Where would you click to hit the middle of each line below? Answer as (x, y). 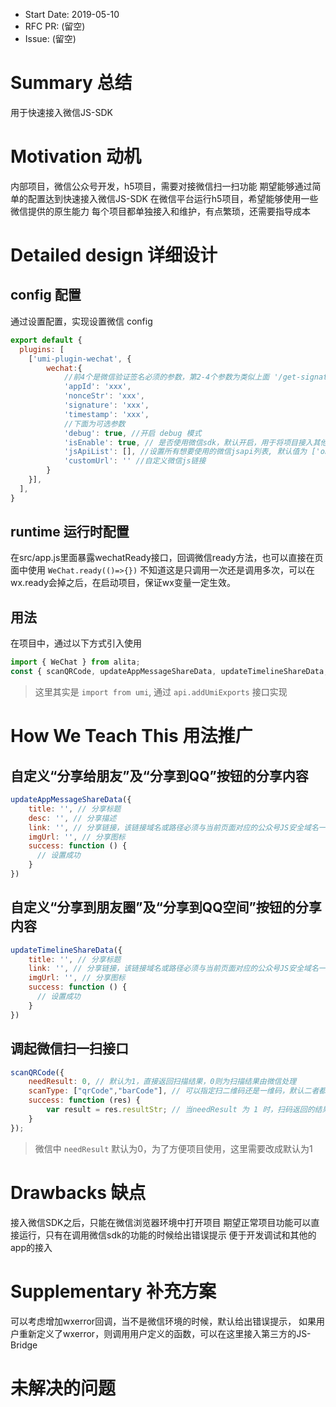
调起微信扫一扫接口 (69, 1049)
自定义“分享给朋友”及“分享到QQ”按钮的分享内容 (159, 775)
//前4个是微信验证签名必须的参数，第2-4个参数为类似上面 (166, 377)
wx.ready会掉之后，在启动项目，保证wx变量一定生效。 (123, 583)
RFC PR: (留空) (55, 26)
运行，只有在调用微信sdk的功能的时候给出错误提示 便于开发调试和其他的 (167, 1235)
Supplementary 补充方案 (113, 1291)
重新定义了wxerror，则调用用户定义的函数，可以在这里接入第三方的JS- (165, 1333)
